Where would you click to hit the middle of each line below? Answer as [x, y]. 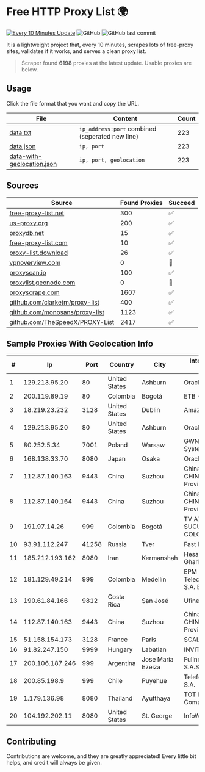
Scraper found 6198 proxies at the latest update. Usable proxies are [106, 63]
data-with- [26, 156]
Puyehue [154, 681]
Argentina [122, 663]
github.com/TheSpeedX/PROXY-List [62, 322]
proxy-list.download [39, 253]
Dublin [151, 410]
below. [30, 69]
